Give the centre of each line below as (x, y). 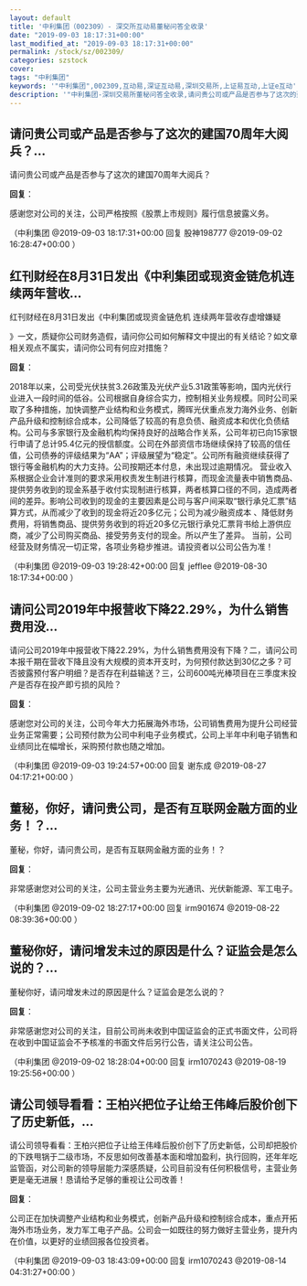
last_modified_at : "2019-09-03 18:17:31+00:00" (102, 43)
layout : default (40, 18)
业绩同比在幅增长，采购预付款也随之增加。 (90, 745)
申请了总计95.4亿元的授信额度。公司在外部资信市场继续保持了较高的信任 (153, 444)
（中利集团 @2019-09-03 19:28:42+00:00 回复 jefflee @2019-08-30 (138, 566)
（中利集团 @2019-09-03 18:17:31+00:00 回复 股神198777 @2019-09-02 (146, 233)
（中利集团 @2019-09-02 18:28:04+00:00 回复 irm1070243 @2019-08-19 (148, 1061)
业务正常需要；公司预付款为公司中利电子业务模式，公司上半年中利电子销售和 (153, 734)
